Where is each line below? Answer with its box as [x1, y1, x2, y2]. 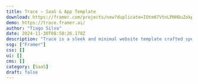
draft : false [6, 69, 38, 75]
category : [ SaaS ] [6, 63, 49, 70]
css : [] [6, 47, 25, 53]
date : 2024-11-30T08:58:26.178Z [6, 31, 85, 37]
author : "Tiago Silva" [6, 25, 62, 31]
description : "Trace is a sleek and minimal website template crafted [6, 36, 183, 42]
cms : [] [6, 58, 25, 64]
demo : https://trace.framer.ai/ [6, 20, 85, 25]
